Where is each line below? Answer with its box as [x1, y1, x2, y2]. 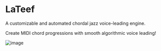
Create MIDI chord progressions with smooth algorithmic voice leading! [5, 30, 156, 36]
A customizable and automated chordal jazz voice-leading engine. [5, 20, 146, 26]
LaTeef [5, 4, 35, 15]
